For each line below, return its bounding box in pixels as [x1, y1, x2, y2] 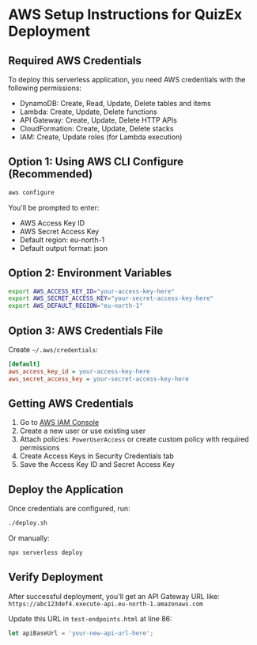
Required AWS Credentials [8, 54, 142, 67]
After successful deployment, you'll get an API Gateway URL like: [8, 591, 220, 601]
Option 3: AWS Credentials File [8, 324, 164, 337]
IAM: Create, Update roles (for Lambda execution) [19, 132, 183, 142]
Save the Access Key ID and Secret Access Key [19, 460, 176, 469]
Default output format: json [19, 243, 108, 252]
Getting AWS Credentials [8, 396, 134, 410]
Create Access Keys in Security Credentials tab [19, 451, 174, 461]
